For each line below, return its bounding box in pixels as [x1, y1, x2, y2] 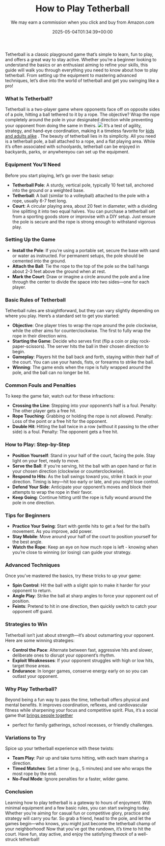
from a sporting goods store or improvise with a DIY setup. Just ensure [12, 213, 156, 220]
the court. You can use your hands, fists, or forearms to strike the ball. [12, 359, 154, 365]
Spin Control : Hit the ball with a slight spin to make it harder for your [12, 583, 151, 589]
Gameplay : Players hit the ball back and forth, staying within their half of [12, 354, 159, 360]
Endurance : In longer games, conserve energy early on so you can [12, 668, 148, 674]
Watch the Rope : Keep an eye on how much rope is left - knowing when [12, 544, 158, 550]
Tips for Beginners [5, 512, 51, 518]
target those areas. [12, 662, 51, 668]
